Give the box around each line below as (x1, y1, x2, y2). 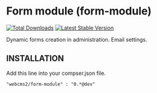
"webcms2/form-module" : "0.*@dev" (6, 81, 96, 87)
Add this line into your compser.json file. (6, 69, 106, 77)
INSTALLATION (6, 53, 64, 64)
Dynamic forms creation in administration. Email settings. (6, 36, 147, 43)
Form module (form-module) (6, 4, 152, 18)
